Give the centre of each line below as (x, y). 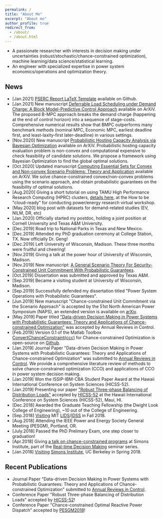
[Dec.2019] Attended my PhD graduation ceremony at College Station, (82, 234)
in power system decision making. (46, 374)
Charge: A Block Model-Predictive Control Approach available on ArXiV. (84, 109)
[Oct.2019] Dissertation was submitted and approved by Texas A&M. (81, 275)
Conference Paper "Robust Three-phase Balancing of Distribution (78, 495)
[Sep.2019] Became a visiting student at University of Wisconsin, (77, 280)
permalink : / (18, 10)
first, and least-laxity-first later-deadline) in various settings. (72, 135)
